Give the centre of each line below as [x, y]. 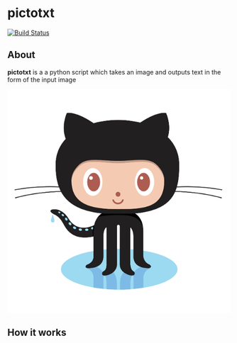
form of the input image [42, 79]
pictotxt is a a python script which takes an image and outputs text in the [114, 72]
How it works [37, 333]
